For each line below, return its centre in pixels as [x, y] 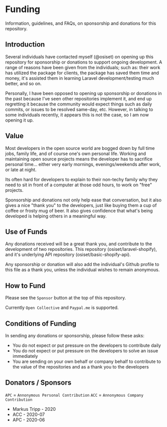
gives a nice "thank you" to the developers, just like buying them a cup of [81, 205]
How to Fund [25, 285]
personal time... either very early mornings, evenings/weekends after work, [83, 164]
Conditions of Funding [41, 323]
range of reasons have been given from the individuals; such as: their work [83, 67]
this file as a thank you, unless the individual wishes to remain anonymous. [82, 270]
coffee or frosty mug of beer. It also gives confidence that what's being [79, 210]
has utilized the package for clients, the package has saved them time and [82, 73]
